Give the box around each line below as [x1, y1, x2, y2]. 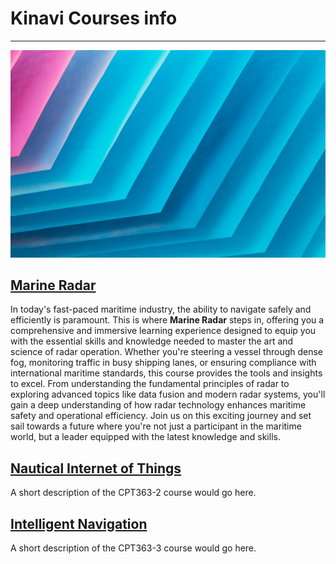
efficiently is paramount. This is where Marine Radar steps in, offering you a [10, 314, 325, 326]
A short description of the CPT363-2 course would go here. [10, 487, 257, 499]
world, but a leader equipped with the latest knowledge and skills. [10, 431, 281, 443]
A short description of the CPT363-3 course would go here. [10, 542, 257, 554]
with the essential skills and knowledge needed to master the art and [10, 335, 294, 347]
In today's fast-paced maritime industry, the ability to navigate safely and [10, 303, 312, 316]
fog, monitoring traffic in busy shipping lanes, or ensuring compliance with [10, 357, 317, 369]
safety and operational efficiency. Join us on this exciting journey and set [10, 410, 312, 422]
